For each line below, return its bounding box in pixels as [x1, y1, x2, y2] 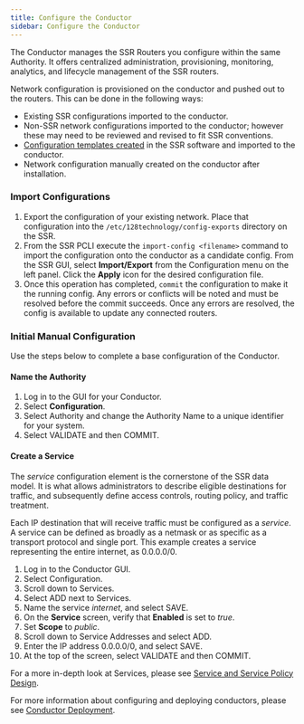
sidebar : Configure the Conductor [10, 22, 141, 31]
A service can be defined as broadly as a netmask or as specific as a [10, 527, 268, 538]
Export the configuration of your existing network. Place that [23, 211, 250, 222]
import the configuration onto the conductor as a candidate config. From [23, 250, 294, 261]
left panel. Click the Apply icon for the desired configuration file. [23, 269, 264, 280]
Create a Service [10, 450, 75, 462]
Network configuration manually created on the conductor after [23, 158, 261, 169]
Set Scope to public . [23, 621, 100, 632]
